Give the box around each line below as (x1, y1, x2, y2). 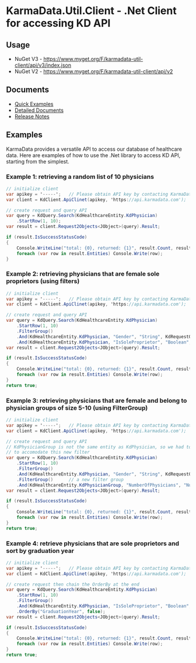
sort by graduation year (6, 546, 75, 555)
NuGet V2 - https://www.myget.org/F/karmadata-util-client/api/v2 (14, 68, 173, 74)
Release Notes (14, 113, 50, 120)
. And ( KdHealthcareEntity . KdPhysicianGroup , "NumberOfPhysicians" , (16, 482, 181, 488)
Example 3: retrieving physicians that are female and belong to (6, 396, 187, 404)
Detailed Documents (14, 107, 64, 114)
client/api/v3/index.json (14, 62, 72, 69)
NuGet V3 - (14, 56, 43, 62)
